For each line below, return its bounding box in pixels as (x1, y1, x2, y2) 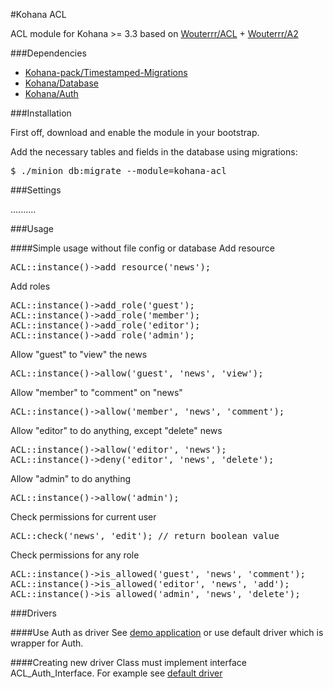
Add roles (10, 280, 51, 292)
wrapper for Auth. (10, 637, 84, 649)
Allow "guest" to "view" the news (10, 349, 148, 360)
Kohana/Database (24, 77, 99, 89)
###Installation (10, 107, 72, 119)
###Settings (10, 184, 62, 196)
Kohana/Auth (24, 88, 79, 99)
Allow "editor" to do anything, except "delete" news (10, 425, 223, 436)
